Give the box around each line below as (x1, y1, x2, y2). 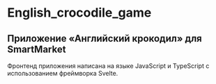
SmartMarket (7, 43, 66, 55)
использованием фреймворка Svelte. (7, 69, 118, 77)
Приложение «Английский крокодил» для (7, 33, 202, 44)
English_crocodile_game (7, 5, 152, 21)
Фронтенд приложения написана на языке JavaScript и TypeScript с (7, 62, 210, 70)
